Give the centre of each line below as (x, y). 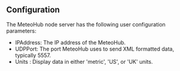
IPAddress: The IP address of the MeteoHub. (70, 42)
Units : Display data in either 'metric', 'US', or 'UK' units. (84, 61)
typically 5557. (33, 55)
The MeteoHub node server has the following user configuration (86, 24)
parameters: (21, 31)
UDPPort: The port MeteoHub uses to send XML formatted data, (95, 49)
